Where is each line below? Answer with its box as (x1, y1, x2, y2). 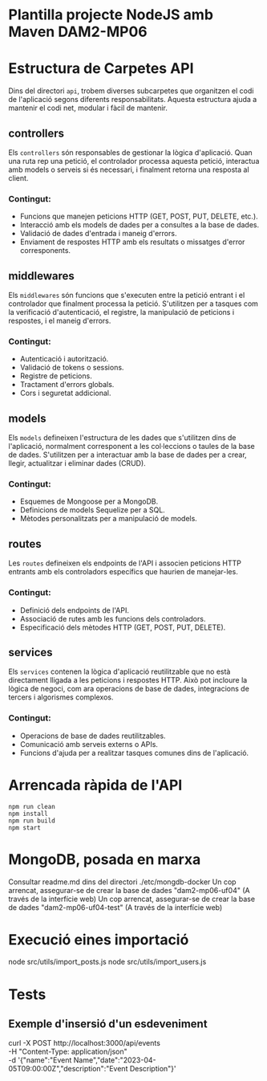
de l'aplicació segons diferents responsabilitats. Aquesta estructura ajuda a (8, 95, 257, 104)
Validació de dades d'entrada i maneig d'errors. (19, 229, 177, 239)
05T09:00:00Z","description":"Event (8, 1064, 128, 1074)
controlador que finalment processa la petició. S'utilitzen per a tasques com (8, 299, 259, 308)
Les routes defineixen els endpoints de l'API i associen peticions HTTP (8, 558, 242, 568)
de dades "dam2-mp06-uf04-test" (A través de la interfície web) (8, 902, 223, 912)
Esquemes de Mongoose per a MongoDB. (19, 496, 159, 507)
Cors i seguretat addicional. (19, 388, 111, 398)
